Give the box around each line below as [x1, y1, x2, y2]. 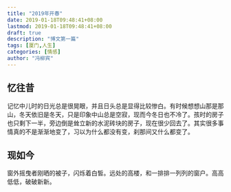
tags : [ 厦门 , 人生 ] [7, 42, 56, 49]
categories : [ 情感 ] [7, 49, 61, 56]
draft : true [7, 29, 41, 36]
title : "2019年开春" [7, 10, 63, 17]
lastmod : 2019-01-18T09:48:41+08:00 [7, 23, 112, 30]
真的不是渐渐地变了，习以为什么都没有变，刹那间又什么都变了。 [12, 127, 194, 136]
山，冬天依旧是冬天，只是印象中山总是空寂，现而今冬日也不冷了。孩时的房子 [7, 110, 224, 118]
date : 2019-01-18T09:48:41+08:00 [7, 17, 103, 23]
